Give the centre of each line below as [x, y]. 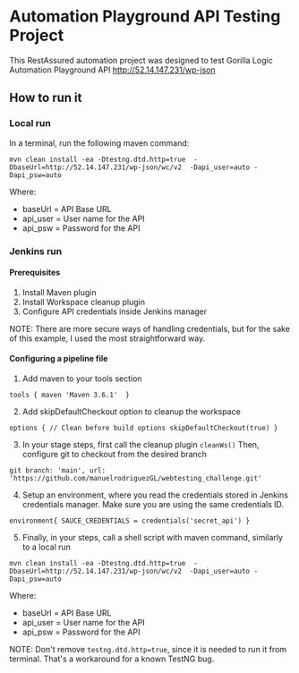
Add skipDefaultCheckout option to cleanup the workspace [132, 411]
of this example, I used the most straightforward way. [107, 338]
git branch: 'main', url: [57, 470]
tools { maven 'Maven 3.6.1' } [69, 395]
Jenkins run [36, 251]
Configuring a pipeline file [59, 359]
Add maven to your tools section [82, 379]
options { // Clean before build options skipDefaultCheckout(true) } [144, 428]
